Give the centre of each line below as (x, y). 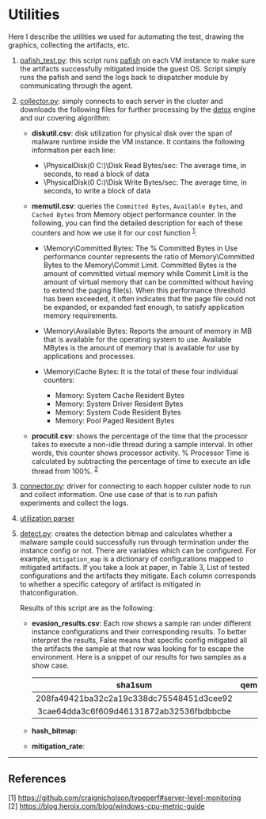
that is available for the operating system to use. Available (137, 339)
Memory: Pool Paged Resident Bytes (115, 420)
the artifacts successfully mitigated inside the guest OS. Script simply (133, 68)
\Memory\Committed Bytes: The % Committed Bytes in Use (141, 248)
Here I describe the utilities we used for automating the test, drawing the (126, 36)
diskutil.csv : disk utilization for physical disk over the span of (132, 133)
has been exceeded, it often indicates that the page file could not (149, 298)
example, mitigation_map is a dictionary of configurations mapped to (131, 559)
